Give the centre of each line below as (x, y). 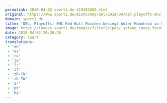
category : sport (22, 38)
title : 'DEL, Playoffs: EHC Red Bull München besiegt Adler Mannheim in (82, 24)
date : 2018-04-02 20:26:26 (33, 33)
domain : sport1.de (24, 19)
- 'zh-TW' (17, 79)
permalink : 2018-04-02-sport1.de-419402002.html (56, 10)
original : (15, 14)
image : (12, 28)
